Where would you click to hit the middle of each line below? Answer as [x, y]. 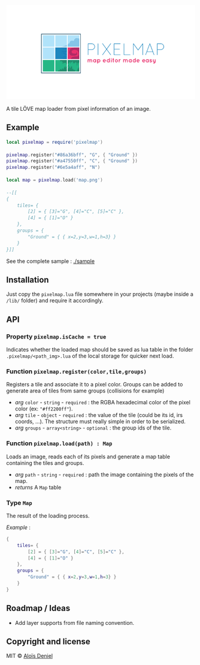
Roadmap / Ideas [38, 608]
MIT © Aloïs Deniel [29, 656]
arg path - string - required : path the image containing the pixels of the [104, 474]
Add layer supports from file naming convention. [75, 622]
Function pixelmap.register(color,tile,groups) [76, 371]
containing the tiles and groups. [45, 463]
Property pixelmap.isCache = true [56, 336]
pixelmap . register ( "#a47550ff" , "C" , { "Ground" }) [72, 161]
